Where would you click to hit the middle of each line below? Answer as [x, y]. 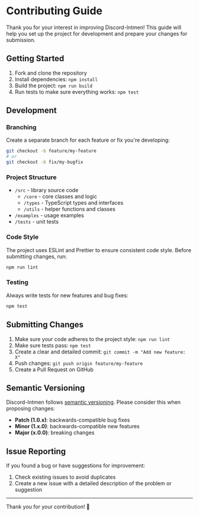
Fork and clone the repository [51, 73]
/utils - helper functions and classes [69, 209]
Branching [21, 128]
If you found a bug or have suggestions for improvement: [76, 466]
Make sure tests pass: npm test [53, 345]
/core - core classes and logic [60, 196]
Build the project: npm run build [54, 85]
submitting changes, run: [36, 256]
